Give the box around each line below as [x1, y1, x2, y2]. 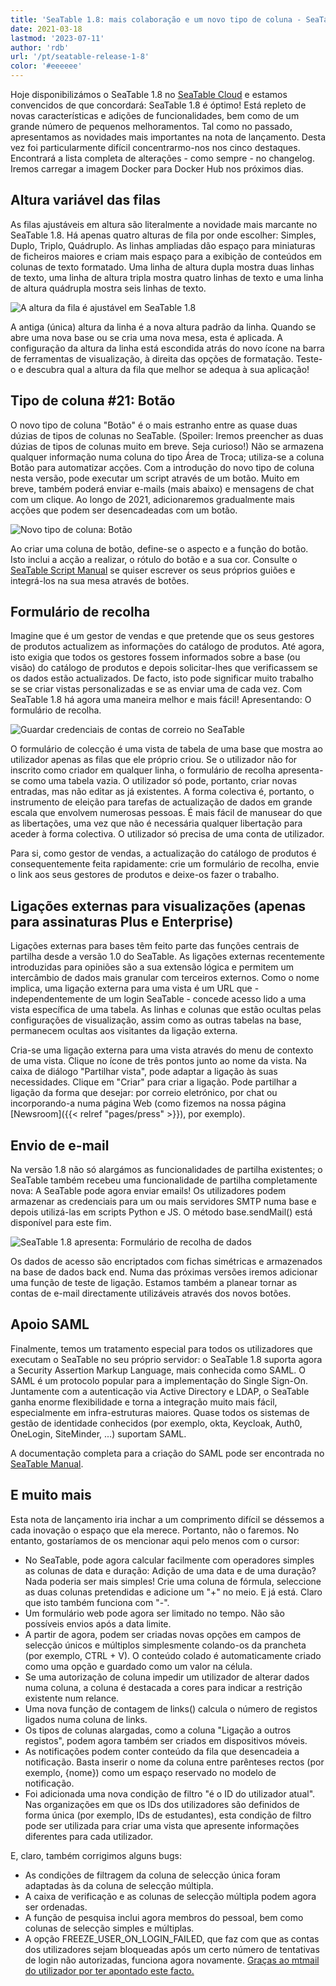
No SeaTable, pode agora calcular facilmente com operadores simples [24, 1554, 315, 1566]
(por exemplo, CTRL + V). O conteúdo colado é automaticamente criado [24, 1649, 322, 1661]
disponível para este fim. [10, 1217, 112, 1229]
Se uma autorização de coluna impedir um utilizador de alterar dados [24, 1671, 310, 1683]
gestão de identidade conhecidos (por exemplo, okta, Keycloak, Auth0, [10, 1417, 303, 1429]
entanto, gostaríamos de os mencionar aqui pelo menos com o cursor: [10, 1534, 300, 1546]
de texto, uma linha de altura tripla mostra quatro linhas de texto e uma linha [10, 271, 324, 283]
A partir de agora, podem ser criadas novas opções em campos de [24, 1628, 302, 1640]
